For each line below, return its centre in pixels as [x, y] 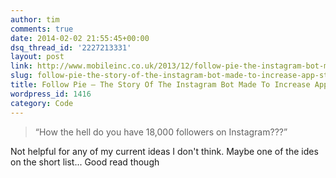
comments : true [42, 29]
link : [21, 66]
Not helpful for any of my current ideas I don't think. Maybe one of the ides [164, 151]
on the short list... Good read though [85, 162]
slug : [21, 76]
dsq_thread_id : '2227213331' [71, 47]
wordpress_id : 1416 [51, 94]
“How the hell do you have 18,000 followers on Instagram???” [161, 132]
